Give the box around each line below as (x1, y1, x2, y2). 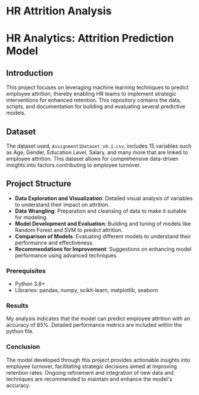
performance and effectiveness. (14, 239, 94, 246)
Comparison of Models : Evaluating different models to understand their (14, 232, 192, 240)
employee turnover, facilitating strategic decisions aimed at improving (6, 363, 178, 370)
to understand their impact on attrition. (14, 201, 110, 208)
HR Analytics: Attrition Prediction (6, 32, 174, 45)
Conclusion (6, 342, 41, 351)
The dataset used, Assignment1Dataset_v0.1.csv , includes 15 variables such (6, 142, 192, 149)
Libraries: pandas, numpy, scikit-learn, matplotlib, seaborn (14, 287, 158, 294)
